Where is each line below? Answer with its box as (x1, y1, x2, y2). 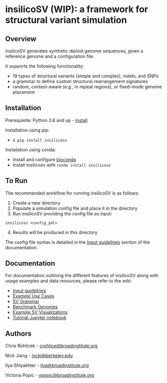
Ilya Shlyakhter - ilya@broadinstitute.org (5, 362, 89, 368)
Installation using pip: (5, 127, 49, 133)
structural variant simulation (5, 14, 127, 26)
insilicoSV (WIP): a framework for (5, 4, 148, 15)
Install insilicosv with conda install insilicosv (12, 162, 111, 168)
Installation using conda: (5, 146, 57, 152)
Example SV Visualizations (12, 309, 68, 315)
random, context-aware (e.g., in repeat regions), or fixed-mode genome (12, 84, 162, 90)
